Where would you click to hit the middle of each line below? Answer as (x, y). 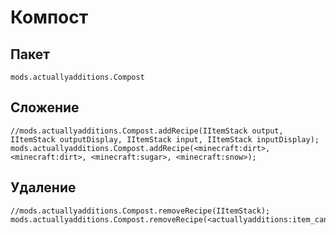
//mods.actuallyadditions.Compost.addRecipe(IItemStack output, (147, 131)
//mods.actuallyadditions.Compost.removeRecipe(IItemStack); (140, 211)
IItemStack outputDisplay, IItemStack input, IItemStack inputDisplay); (165, 139)
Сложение (45, 107)
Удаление (43, 187)
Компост (49, 17)
